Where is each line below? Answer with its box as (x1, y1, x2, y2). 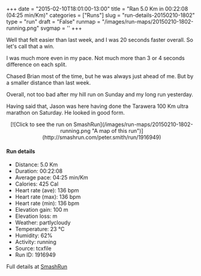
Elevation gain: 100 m (15, 206, 68, 214)
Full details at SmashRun (6, 263, 68, 271)
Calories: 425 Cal (15, 180, 59, 187)
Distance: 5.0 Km (15, 161, 58, 169)
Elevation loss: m (15, 212, 58, 220)
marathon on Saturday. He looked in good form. (6, 109, 125, 116)
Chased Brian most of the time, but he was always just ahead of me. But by (6, 73, 194, 79)
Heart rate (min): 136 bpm (15, 200, 80, 207)
